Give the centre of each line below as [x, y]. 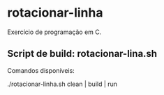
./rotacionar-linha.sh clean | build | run [62, 84]
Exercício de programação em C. [54, 32]
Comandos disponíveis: [41, 70]
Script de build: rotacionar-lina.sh [82, 54]
